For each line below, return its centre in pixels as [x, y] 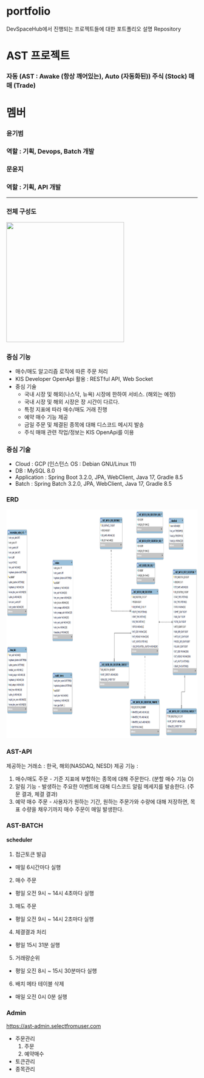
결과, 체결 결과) [39, 794]
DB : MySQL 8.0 [35, 471]
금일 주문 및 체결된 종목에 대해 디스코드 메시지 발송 [84, 424]
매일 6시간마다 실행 [38, 867]
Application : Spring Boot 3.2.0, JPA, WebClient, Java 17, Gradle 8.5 [99, 477]
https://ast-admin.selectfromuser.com [54, 1026]
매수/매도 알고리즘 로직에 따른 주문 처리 [61, 371]
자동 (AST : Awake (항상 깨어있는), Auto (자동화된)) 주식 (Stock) [97, 76]
